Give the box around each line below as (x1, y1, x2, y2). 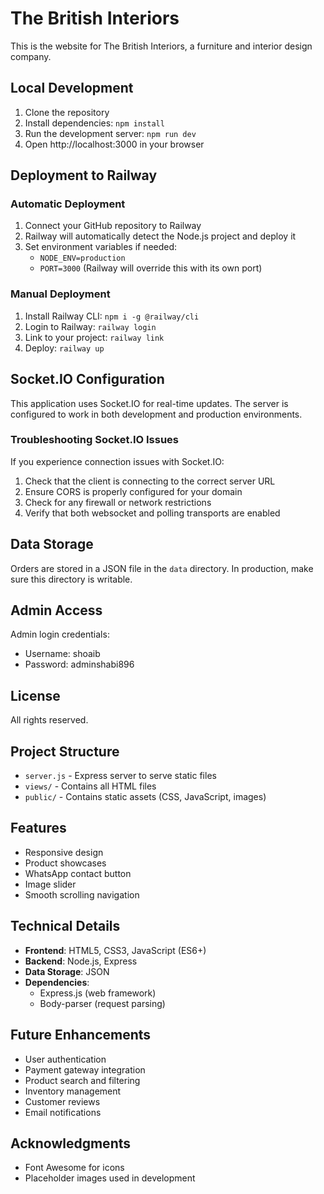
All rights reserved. (10, 714, 89, 726)
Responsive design (24, 846, 104, 858)
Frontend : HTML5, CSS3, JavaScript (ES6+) (24, 944, 207, 956)
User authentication (24, 1053, 107, 1065)
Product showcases (24, 857, 107, 869)
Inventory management (24, 1085, 122, 1097)
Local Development (10, 80, 134, 97)
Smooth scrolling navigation (24, 888, 140, 901)
